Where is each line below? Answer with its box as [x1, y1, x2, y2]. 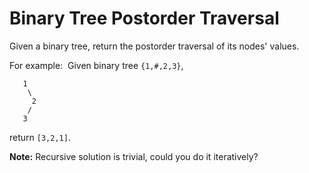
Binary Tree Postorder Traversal [9, 7, 280, 30]
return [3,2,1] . [9, 131, 71, 143]
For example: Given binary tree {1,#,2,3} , [9, 59, 184, 71]
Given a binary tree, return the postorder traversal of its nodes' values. [9, 40, 300, 52]
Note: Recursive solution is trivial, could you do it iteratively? [9, 150, 259, 162]
